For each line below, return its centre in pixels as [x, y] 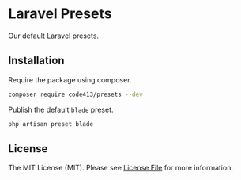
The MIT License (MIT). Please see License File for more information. [120, 168]
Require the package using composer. [70, 79]
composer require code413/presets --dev [76, 94]
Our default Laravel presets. [54, 36]
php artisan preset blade [51, 124]
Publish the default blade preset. [61, 109]
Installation [36, 61]
